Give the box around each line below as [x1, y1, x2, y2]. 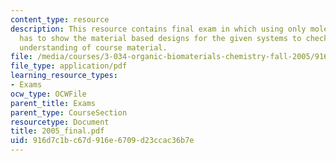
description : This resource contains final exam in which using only [10, 24, 307, 34]
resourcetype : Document [10, 117, 110, 127]
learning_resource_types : [10, 71, 118, 81]
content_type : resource [10, 14, 110, 25]
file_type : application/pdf [10, 61, 128, 71]
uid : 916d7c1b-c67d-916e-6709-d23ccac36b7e [10, 136, 195, 146]
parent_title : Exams [10, 98, 97, 108]
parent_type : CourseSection [10, 107, 128, 118]
